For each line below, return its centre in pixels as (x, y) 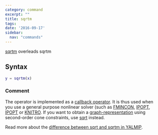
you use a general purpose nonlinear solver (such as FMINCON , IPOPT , (78, 107)
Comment (17, 91)
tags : (11, 23)
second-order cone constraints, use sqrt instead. (55, 117)
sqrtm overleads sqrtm (28, 51)
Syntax (16, 67)
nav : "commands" (26, 38)
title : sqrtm (19, 19)
